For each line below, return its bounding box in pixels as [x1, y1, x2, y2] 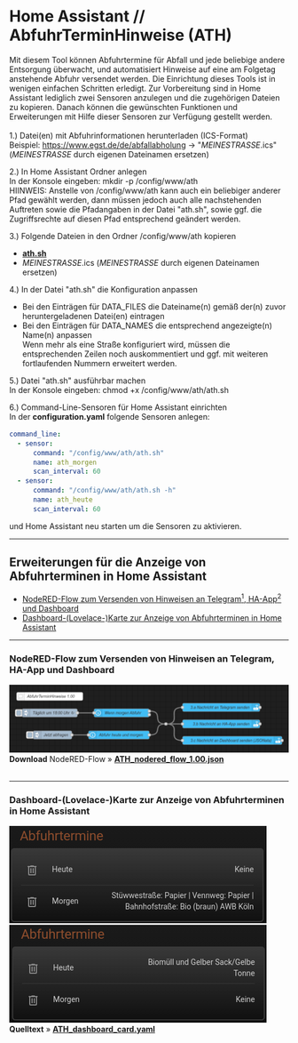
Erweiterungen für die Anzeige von [9, 555, 207, 570]
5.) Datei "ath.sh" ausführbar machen [9, 375, 146, 386]
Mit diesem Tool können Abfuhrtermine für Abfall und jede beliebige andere [9, 54, 286, 65]
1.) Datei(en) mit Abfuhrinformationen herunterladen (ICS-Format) [9, 130, 248, 140]
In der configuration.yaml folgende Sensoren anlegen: [9, 411, 210, 421]
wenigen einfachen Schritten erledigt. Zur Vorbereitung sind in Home [9, 83, 262, 93]
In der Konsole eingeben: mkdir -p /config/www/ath [9, 175, 199, 186]
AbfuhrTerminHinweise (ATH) [9, 25, 232, 45]
